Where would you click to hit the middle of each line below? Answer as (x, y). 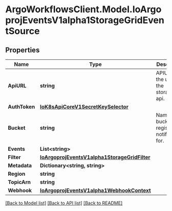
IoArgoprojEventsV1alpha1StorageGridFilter (95, 157)
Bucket (17, 128)
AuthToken (21, 107)
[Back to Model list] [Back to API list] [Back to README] (64, 203)
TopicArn (19, 182)
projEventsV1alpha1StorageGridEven (85, 20)
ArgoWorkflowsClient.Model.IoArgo (83, 9)
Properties (23, 50)
